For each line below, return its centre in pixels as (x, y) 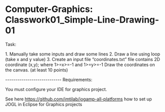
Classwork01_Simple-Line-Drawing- (82, 20)
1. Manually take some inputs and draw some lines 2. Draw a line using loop (83, 54)
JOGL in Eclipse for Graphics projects (44, 104)
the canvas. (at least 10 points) (37, 70)
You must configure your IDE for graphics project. (56, 89)
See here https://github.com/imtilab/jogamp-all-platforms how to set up (79, 99)
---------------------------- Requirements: (49, 79)
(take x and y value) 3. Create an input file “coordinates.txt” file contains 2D (83, 59)
